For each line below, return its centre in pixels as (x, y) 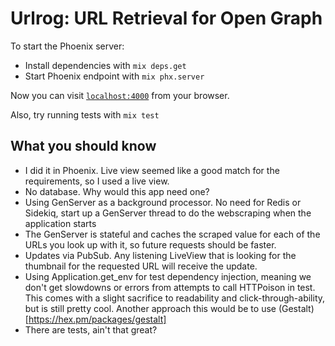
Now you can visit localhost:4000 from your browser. (120, 95)
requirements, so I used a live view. (97, 181)
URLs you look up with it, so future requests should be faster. (150, 244)
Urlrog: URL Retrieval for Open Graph (166, 18)
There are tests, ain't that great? (91, 329)
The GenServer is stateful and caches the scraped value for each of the (172, 234)
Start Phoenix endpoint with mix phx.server (114, 76)
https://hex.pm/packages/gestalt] (97, 319)
